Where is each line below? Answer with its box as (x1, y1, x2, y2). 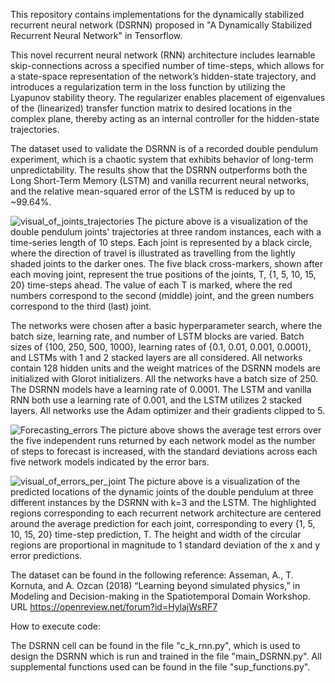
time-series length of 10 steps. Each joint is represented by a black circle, (10, 237, 313, 248)
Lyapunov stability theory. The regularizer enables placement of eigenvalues (10, 92, 326, 103)
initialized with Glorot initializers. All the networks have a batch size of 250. (10, 373, 319, 384)
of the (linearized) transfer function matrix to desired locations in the (10, 102, 293, 114)
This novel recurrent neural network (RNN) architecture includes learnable (10, 49, 316, 61)
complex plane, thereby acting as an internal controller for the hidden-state (10, 113, 320, 124)
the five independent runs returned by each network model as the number (10, 435, 316, 446)
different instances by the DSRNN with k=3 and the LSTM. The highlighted (10, 497, 317, 508)
